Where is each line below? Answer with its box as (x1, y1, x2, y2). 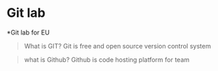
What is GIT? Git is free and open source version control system (23, 41, 211, 50)
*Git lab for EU (6, 28, 50, 37)
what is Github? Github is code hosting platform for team (23, 55, 190, 64)
